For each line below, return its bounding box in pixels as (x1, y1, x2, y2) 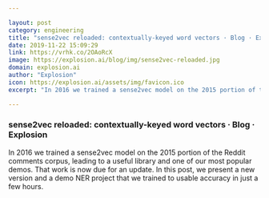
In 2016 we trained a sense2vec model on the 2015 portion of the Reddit (8, 147, 246, 157)
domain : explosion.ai (8, 63, 81, 72)
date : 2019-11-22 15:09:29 (8, 41, 98, 49)
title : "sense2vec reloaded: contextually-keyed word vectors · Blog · (8, 34, 252, 42)
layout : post (8, 18, 52, 26)
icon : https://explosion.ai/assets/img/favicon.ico (8, 78, 184, 87)
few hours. (8, 181, 44, 191)
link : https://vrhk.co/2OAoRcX (8, 49, 113, 57)
